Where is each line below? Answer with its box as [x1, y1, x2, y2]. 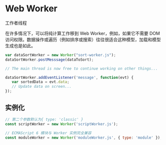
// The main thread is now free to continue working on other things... [5, 66, 158, 71]
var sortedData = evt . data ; [11, 79, 70, 84]
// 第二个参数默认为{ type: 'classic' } [5, 117, 83, 122]
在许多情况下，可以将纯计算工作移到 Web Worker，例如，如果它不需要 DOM [5, 30, 160, 36]
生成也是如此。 [5, 42, 36, 48]
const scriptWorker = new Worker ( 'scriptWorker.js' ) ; [5, 121, 119, 126]
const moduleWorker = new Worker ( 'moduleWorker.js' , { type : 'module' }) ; [5, 135, 163, 140]
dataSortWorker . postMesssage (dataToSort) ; [5, 57, 94, 62]
